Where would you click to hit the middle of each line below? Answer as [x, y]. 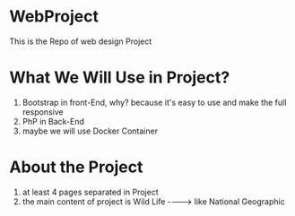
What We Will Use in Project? [120, 78]
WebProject [54, 17]
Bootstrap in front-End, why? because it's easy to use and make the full [154, 102]
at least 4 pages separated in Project [90, 192]
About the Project [76, 167]
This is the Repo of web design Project [81, 41]
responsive [43, 112]
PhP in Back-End [53, 121]
